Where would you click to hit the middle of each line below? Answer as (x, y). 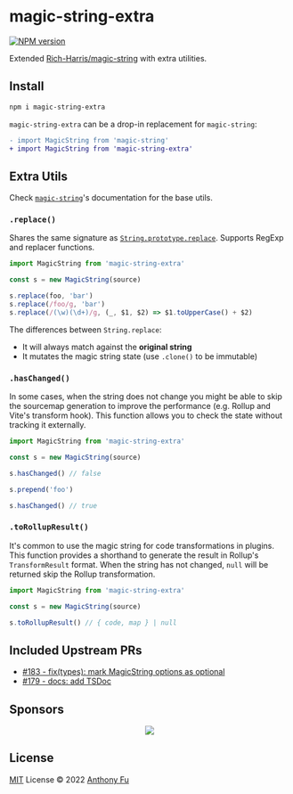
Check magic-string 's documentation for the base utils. (111, 198)
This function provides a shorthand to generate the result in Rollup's (134, 555)
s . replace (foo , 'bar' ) (51, 296)
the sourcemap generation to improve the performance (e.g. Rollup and (140, 406)
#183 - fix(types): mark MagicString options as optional (123, 672)
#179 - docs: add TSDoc (66, 681)
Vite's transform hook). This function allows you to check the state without (146, 415)
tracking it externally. (48, 425)
